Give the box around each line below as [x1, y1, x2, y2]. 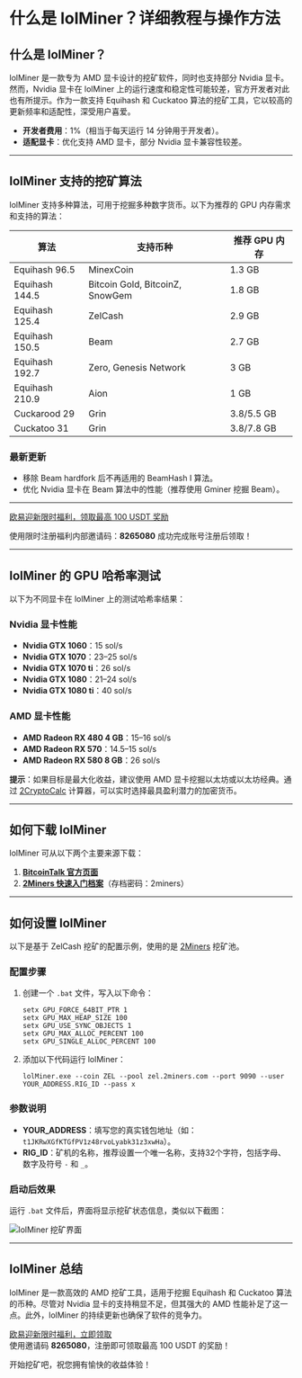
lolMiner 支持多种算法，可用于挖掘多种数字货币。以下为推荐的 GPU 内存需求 [9, 199, 291, 210]
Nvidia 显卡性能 [9, 618, 78, 631]
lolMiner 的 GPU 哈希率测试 [9, 568, 162, 583]
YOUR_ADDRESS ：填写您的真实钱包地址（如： [22, 1124, 198, 1135]
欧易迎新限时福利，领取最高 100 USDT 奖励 [9, 512, 169, 523]
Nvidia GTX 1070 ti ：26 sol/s [22, 663, 131, 674]
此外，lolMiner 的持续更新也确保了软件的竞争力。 [24, 1310, 207, 1320]
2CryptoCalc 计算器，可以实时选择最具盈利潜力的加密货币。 [19, 784, 242, 796]
